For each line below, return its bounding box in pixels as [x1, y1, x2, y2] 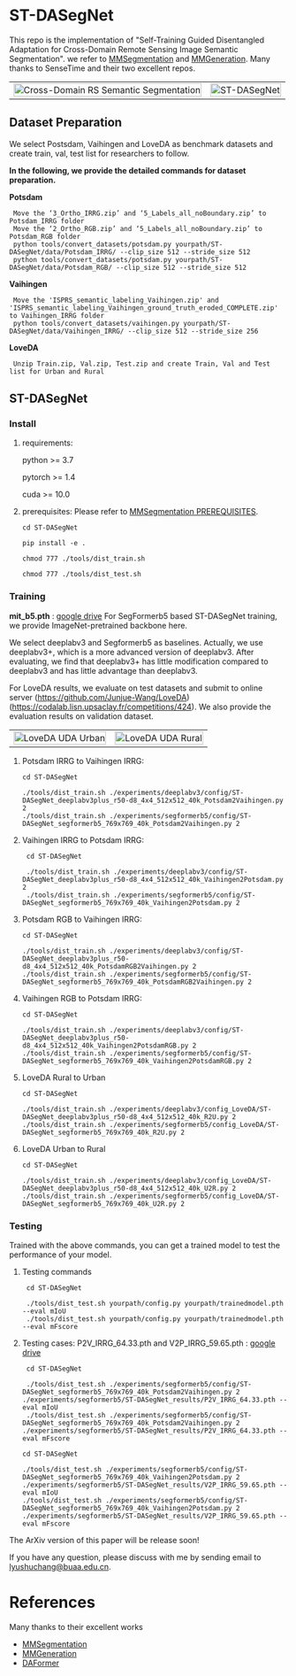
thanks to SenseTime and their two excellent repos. [9, 63, 196, 73]
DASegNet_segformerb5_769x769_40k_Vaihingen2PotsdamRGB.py [21, 1056, 245, 1065]
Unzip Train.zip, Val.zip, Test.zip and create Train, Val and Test [12, 359, 271, 368]
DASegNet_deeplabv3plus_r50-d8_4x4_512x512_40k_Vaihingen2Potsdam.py [21, 875, 285, 884]
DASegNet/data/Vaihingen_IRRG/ [9, 327, 125, 336]
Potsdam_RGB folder [9, 232, 81, 241]
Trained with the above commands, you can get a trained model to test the [9, 1240, 281, 1251]
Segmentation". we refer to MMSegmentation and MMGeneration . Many [9, 53, 271, 64]
